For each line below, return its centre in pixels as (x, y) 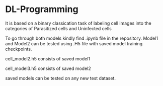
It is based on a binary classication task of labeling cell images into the (78, 23)
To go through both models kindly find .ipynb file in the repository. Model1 (82, 38)
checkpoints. (19, 49)
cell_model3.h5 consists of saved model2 (48, 68)
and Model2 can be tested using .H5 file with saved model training (74, 43)
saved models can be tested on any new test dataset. (60, 78)
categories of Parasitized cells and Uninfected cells (58, 28)
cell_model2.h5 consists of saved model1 (48, 58)
